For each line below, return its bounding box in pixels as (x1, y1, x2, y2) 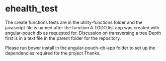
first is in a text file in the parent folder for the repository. (5, 35, 121, 41)
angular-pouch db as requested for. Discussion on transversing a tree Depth (5, 30, 162, 36)
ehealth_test (5, 3, 58, 14)
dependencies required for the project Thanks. (5, 50, 101, 56)
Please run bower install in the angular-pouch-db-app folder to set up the (5, 45, 156, 51)
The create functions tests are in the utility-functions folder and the (5, 19, 143, 25)
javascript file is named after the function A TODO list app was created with (5, 24, 160, 30)
